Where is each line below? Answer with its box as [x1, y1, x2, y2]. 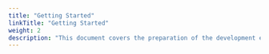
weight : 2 [8, 26, 42, 34]
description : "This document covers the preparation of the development [8, 33, 256, 42]
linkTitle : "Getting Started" [8, 19, 110, 27]
